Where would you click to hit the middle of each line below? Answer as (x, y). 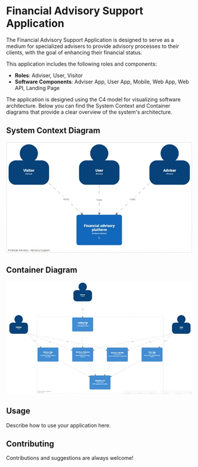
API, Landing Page (37, 88)
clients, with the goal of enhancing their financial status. (74, 52)
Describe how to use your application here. (59, 425)
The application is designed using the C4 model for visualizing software (93, 99)
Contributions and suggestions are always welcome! (70, 458)
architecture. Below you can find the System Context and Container (88, 105)
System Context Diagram (53, 131)
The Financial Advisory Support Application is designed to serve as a (90, 40)
